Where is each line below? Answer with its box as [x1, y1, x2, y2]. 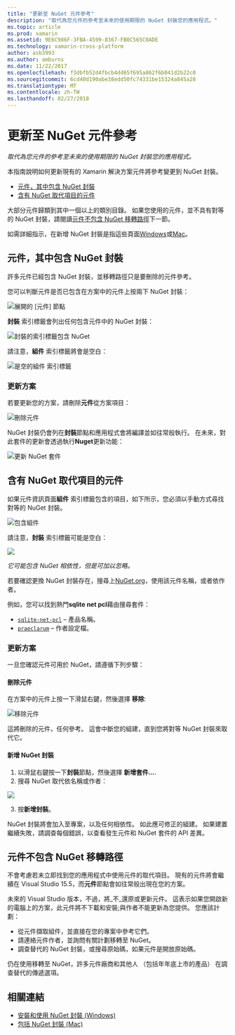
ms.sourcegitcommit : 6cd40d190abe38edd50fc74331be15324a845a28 [7, 75, 196, 83]
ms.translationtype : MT [7, 82, 77, 89]
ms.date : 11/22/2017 [7, 63, 68, 70]
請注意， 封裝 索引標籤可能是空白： [7, 533, 107, 541]
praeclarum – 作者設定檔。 [17, 624, 93, 632]
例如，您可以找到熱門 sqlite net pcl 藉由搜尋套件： [7, 600, 151, 608]
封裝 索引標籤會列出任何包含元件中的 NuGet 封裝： [7, 317, 154, 326]
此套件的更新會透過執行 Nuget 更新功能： [7, 437, 124, 446]
